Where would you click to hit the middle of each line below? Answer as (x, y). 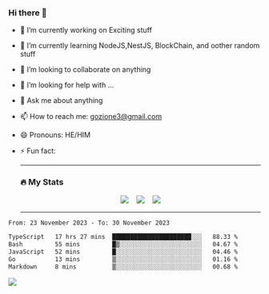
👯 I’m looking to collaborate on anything (85, 70)
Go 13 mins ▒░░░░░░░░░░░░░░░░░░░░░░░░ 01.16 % (123, 260)
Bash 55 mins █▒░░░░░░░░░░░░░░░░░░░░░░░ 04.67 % (123, 244)
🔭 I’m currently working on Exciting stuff (86, 30)
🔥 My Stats (42, 182)
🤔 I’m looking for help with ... (67, 85)
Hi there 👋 (28, 13)
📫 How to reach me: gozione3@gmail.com (91, 117)
